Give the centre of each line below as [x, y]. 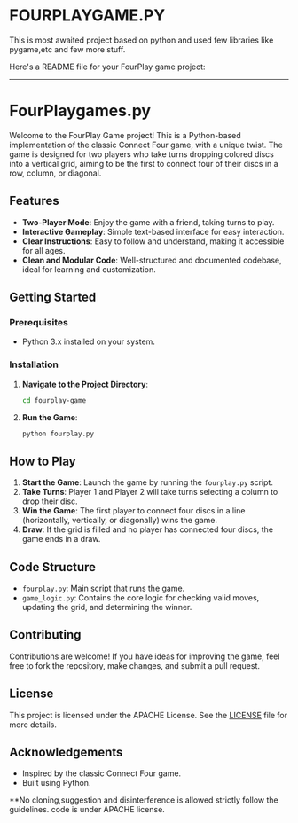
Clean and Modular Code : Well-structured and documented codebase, [152, 260]
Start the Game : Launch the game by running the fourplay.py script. [147, 482]
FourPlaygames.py [80, 111]
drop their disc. [50, 501]
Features [34, 201]
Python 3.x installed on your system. [88, 341]
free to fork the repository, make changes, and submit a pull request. [134, 665]
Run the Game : [50, 417]
